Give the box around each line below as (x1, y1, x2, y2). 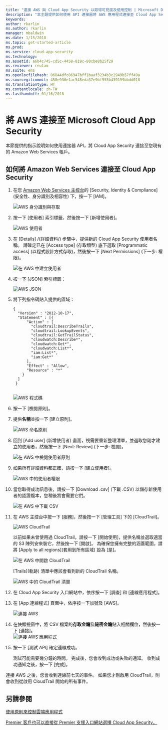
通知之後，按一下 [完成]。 (17, 661, 70, 667)
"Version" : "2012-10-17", (17, 311, 74, 316)
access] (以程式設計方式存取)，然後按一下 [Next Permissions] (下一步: (12, 249, 157, 255)
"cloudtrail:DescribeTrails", (31, 324, 94, 329)
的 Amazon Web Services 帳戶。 (5, 149, 72, 155)
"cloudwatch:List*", (31, 346, 74, 351)
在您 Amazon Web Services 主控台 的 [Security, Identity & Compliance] (12, 187, 158, 193)
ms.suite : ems (5, 68, 35, 73)
